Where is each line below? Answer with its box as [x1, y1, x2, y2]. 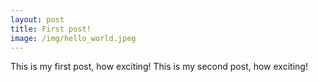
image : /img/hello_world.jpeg [10, 33, 137, 43]
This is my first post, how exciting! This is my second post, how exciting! [10, 61, 308, 73]
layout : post [10, 14, 65, 25]
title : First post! [10, 24, 92, 34]
